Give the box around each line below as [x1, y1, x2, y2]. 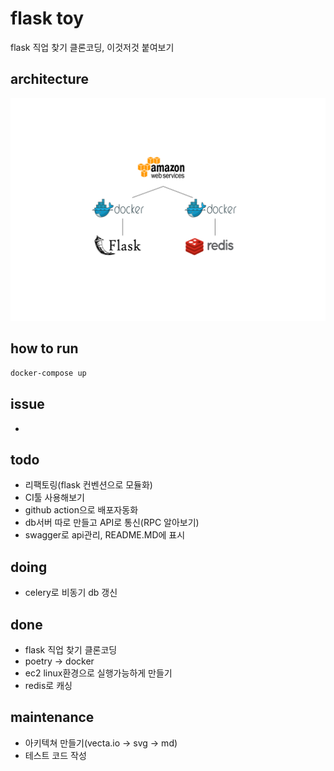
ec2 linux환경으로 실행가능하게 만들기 [24, 667, 173, 679]
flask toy [10, 7, 85, 30]
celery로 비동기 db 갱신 [24, 587, 118, 599]
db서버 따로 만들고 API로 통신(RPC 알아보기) [24, 517, 200, 529]
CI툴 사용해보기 [24, 492, 86, 504]
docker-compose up [10, 368, 87, 378]
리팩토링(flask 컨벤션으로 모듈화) [24, 479, 153, 491]
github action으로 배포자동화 [24, 504, 139, 516]
